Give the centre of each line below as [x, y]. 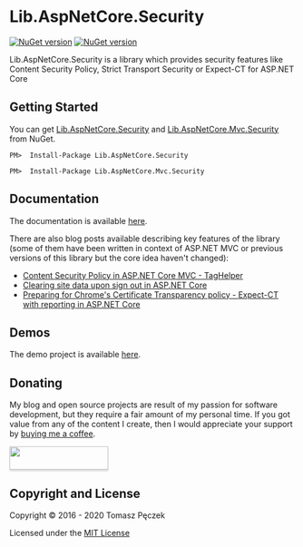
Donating [36, 383]
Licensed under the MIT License [69, 533]
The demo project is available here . [75, 355]
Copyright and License [75, 493]
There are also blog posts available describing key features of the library [145, 239]
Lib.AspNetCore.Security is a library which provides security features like [147, 59]
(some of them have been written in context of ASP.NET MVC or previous [147, 248]
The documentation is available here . [78, 220]
